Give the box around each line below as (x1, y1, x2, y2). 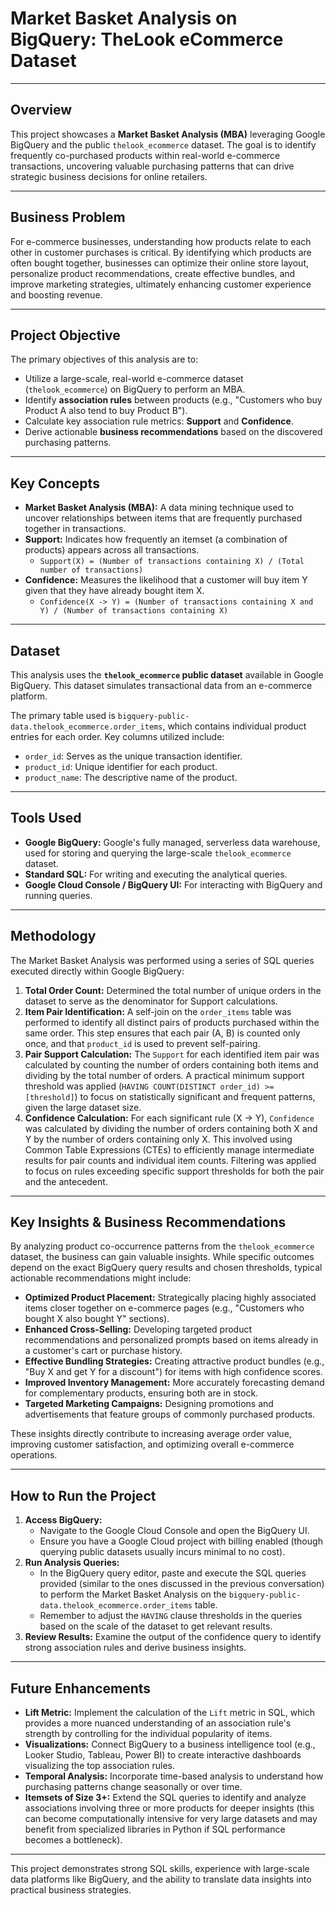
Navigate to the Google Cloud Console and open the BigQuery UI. (39, 1525, 310, 1537)
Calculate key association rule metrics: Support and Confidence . (24, 415, 294, 427)
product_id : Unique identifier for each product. (24, 761, 218, 772)
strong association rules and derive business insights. (24, 1642, 247, 1654)
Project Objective (10, 327, 121, 344)
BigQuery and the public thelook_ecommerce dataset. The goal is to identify (10, 138, 317, 151)
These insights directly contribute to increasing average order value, (10, 1428, 292, 1440)
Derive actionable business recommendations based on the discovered (24, 426, 323, 438)
